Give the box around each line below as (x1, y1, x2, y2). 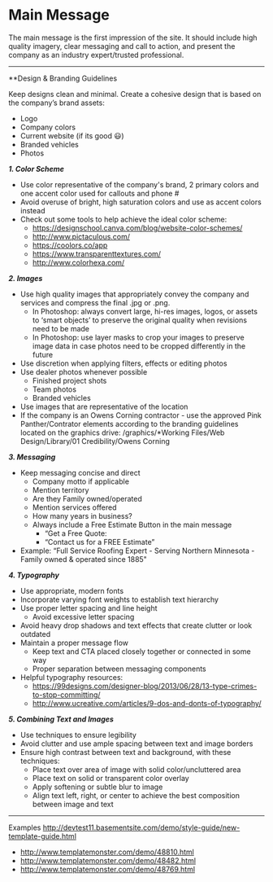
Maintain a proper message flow (19, 638, 128, 647)
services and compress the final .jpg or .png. (19, 297, 171, 307)
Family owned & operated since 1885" (19, 554, 148, 564)
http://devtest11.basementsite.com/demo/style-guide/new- (42, 823, 240, 832)
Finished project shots (32, 375, 107, 385)
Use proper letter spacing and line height (19, 603, 158, 612)
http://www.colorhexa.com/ (32, 257, 125, 267)
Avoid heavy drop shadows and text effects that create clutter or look (19, 621, 253, 630)
